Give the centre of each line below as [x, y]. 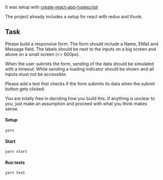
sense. [12, 109]
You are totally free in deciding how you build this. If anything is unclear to [80, 98]
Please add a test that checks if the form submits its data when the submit [80, 83]
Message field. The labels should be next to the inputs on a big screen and [81, 49]
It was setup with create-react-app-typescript [52, 7]
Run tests [15, 162]
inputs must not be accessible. [36, 74]
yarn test [15, 173]
